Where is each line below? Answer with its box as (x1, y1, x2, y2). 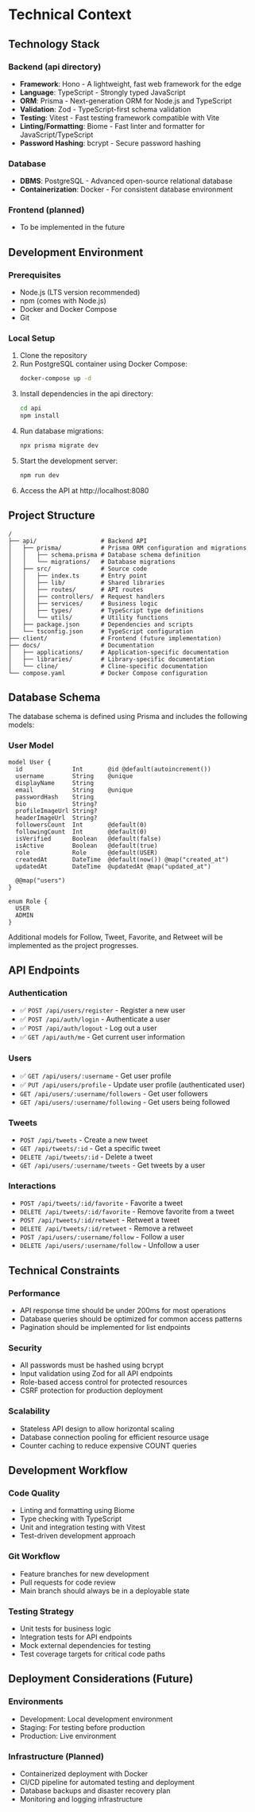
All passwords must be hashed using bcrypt (19, 1360, 164, 1370)
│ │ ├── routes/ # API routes (8, 585, 145, 593)
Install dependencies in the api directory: (19, 389, 153, 399)
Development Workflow (8, 1464, 129, 1477)
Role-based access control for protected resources (19, 1378, 188, 1387)
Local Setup (8, 332, 56, 344)
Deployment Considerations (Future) (8, 1672, 194, 1686)
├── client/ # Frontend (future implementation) (8, 634, 222, 642)
